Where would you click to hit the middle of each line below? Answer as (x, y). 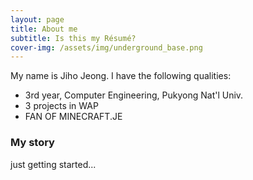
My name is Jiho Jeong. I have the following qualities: (121, 76)
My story (32, 143)
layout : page (37, 19)
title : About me (44, 29)
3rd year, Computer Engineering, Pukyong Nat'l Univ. (134, 95)
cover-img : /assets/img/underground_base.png (106, 47)
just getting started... (53, 164)
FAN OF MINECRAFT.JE (73, 117)
